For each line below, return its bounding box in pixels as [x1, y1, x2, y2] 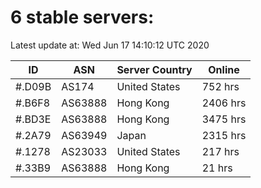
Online [208, 62, 240, 76]
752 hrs [201, 79, 240, 93]
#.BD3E [15, 112, 52, 126]
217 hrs [201, 144, 240, 158]
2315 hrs [201, 128, 247, 142]
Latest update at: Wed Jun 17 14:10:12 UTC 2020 [10, 39, 210, 51]
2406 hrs [201, 96, 247, 110]
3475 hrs [201, 112, 247, 126]
